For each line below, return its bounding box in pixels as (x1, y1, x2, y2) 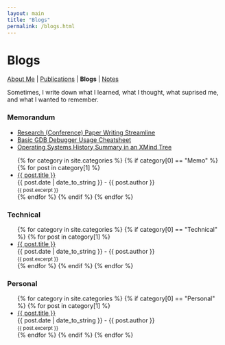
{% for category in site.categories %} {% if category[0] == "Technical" (16, 225, 218, 233)
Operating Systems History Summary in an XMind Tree (16, 143, 172, 151)
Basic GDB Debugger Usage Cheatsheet (16, 135, 132, 144)
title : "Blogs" (7, 16, 51, 23)
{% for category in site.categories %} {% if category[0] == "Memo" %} (16, 156, 218, 165)
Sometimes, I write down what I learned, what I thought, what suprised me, (7, 88, 219, 97)
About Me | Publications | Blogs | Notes (7, 75, 119, 83)
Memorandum (7, 112, 56, 122)
